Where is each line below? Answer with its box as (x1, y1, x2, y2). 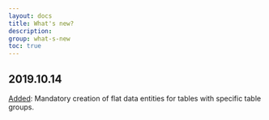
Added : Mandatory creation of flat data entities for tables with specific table (8, 93, 262, 103)
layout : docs (8, 11, 53, 20)
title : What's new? (8, 19, 75, 28)
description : (8, 27, 53, 35)
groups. (8, 102, 35, 112)
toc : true (8, 42, 42, 50)
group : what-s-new (8, 34, 70, 43)
